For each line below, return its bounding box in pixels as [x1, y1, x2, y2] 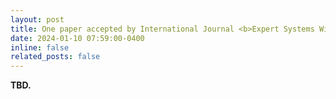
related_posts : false [10, 52, 101, 62]
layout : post [10, 14, 65, 25]
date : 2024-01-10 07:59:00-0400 [10, 33, 145, 43]
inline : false [10, 42, 70, 53]
